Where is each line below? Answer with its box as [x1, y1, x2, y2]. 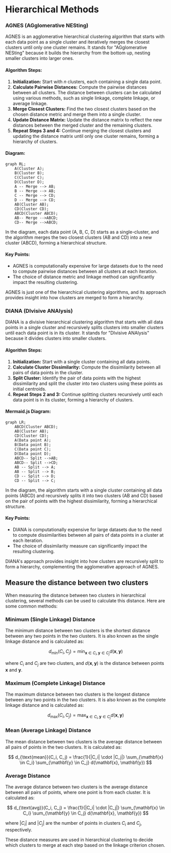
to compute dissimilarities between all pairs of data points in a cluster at [12, 532, 164, 538]
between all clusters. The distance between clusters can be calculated [12, 89, 162, 95]
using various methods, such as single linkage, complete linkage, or [12, 95, 156, 101]
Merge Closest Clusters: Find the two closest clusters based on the [12, 106, 156, 112]
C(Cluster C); [14, 175, 44, 180]
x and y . [5, 667, 23, 673]
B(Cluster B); [14, 170, 44, 175]
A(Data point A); [14, 437, 52, 443]
